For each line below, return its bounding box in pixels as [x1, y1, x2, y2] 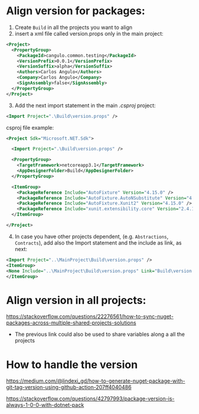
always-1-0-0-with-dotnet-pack [6, 402, 84, 409]
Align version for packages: [6, 4, 146, 18]
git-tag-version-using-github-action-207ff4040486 [6, 384, 132, 391]
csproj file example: [6, 124, 54, 131]
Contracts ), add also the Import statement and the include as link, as [14, 239, 182, 246]
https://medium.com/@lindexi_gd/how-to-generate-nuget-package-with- [6, 377, 185, 384]
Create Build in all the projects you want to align [14, 24, 133, 31]
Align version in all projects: [6, 293, 146, 307]
